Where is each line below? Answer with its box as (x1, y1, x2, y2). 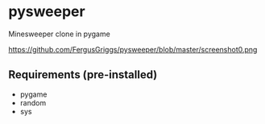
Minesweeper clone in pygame (8, 29, 110, 39)
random (19, 97, 47, 107)
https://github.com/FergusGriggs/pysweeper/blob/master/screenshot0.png (8, 44, 258, 54)
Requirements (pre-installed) (8, 68, 158, 82)
